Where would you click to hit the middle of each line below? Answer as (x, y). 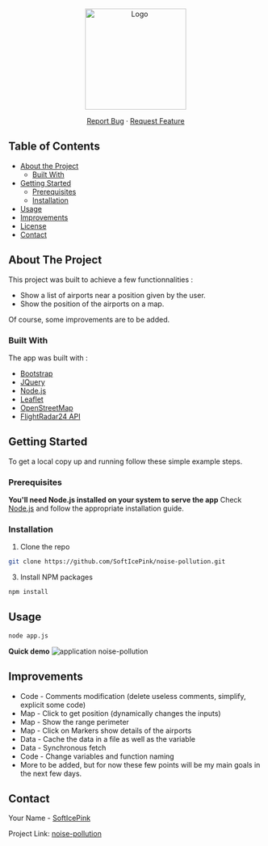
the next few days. (51, 773)
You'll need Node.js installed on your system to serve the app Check (125, 500)
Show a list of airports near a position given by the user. (113, 295)
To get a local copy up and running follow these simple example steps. (126, 461)
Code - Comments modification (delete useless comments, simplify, (133, 696)
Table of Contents (54, 147)
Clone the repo (45, 547)
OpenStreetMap (47, 407)
